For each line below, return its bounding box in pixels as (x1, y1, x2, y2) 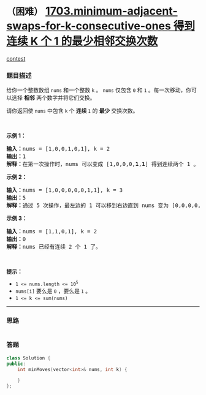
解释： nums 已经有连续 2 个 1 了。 (6, 243, 101, 250)
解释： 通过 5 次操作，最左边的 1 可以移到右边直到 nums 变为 (6, 202, 169, 209)
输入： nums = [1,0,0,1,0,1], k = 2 (6, 145, 110, 152)
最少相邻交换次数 (71, 34, 158, 48)
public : (6, 361, 26, 367)
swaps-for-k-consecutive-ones (6, 19, 172, 33)
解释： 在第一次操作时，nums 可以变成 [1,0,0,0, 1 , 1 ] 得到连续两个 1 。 (6, 160, 199, 168)
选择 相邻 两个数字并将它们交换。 (11, 94, 96, 102)
